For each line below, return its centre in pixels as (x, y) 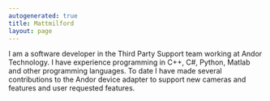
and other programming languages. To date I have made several (115, 71)
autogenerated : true (43, 16)
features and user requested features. (72, 88)
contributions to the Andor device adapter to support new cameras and (127, 80)
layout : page (30, 31)
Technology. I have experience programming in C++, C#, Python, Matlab (129, 62)
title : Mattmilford (41, 23)
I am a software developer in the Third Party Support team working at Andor (135, 54)
